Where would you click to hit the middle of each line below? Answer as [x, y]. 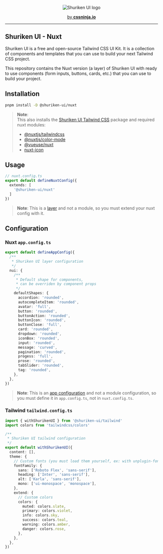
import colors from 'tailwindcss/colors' [48, 425]
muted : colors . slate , [44, 506]
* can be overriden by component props [56, 284]
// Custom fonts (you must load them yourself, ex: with [73, 461]
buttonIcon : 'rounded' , [42, 320]
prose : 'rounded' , [36, 361]
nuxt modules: [31, 125]
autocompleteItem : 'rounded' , [48, 302]
